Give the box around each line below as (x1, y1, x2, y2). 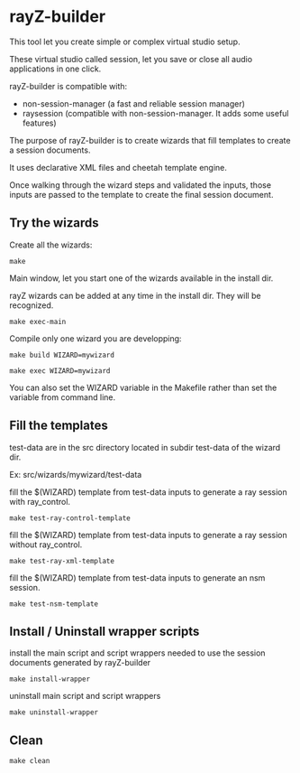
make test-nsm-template (9, 599, 99, 609)
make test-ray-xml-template (9, 556, 115, 565)
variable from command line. (9, 391, 116, 403)
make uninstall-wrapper (9, 708, 99, 717)
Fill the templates (9, 418, 108, 433)
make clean (9, 757, 50, 766)
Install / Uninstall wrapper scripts (9, 623, 200, 638)
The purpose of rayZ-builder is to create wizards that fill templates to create (9, 135, 291, 145)
